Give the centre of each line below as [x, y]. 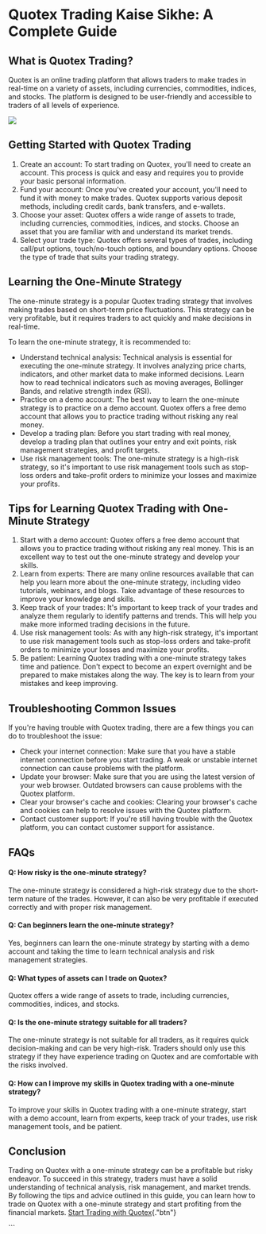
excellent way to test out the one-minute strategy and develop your [130, 557]
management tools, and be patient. [66, 1126]
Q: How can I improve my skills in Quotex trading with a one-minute [121, 1084]
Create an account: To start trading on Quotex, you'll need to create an [135, 164]
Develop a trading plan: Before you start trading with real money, [125, 433]
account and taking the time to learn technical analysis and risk [112, 951]
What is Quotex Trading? [71, 61]
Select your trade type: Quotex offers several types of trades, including [136, 240]
